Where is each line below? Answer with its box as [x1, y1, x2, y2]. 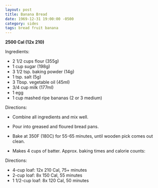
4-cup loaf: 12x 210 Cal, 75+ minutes [12, 167, 87, 173]
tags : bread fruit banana [5, 26, 58, 31]
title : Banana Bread [5, 12, 48, 17]
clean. [12, 139, 25, 145]
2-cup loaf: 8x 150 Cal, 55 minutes [12, 172, 82, 178]
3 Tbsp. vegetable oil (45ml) [12, 79, 70, 85]
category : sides [5, 21, 39, 26]
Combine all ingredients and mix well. [12, 114, 89, 120]
